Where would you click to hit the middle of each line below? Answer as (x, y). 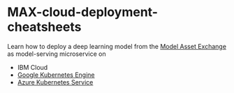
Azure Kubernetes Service (55, 82)
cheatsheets (44, 27)
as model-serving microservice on (57, 54)
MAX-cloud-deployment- (83, 12)
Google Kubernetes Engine (56, 75)
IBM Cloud (32, 67)
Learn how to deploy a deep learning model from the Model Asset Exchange (117, 46)
